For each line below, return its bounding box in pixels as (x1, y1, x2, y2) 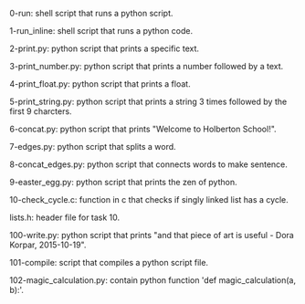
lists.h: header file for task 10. (9, 212, 121, 223)
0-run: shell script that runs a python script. (9, 8, 174, 18)
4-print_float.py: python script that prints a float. (9, 79, 191, 89)
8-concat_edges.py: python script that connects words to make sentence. (9, 159, 288, 170)
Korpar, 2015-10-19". (9, 239, 87, 250)
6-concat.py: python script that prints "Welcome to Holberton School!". (9, 123, 277, 134)
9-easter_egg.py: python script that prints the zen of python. (9, 177, 237, 187)
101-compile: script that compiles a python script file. (9, 257, 208, 267)
